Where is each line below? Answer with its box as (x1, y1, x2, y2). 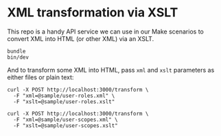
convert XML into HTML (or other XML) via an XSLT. (7, 34, 154, 42)
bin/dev (7, 53, 30, 61)
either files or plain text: (7, 73, 74, 81)
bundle (7, 48, 26, 55)
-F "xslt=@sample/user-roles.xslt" (13, 98, 115, 105)
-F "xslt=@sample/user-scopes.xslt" (13, 122, 118, 129)
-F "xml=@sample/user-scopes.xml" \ (13, 116, 118, 123)
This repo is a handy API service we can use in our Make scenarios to (7, 27, 204, 36)
